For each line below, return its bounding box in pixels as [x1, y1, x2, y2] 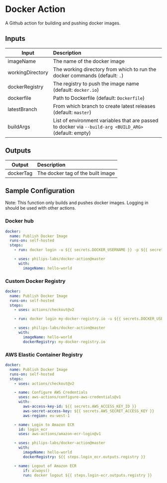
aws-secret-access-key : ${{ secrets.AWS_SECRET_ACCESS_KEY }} [23, 408, 155, 414]
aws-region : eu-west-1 [23, 413, 70, 418]
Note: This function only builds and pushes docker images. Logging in [5, 200, 149, 206]
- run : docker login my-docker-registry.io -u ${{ [14, 316, 121, 321]
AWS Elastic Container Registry [5, 351, 83, 358]
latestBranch [7, 106, 37, 113]
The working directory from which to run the [53, 66, 157, 73]
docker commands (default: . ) [53, 72, 124, 79]
